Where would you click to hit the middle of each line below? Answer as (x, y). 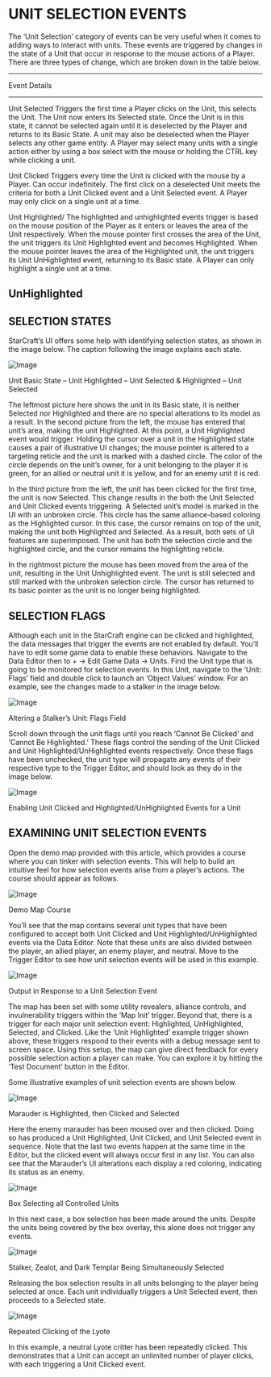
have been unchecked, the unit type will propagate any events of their (125, 759)
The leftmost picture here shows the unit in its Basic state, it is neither (124, 405)
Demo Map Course (40, 910)
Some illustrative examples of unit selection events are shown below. (123, 1082)
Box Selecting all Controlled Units (64, 1203)
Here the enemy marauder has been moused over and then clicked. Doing (131, 1129)
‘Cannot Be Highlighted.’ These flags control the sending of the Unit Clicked (134, 742)
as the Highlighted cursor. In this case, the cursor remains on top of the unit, (135, 523)
